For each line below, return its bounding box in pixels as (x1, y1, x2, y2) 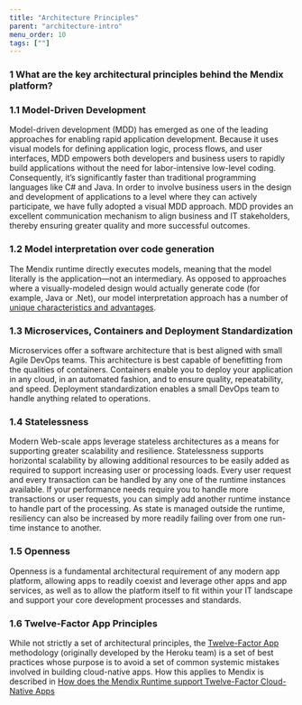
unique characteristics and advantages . (9, 302, 157, 313)
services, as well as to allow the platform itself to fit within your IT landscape (9, 585, 293, 596)
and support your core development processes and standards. (9, 594, 242, 606)
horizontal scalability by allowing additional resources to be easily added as (9, 456, 290, 466)
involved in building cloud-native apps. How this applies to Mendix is (9, 666, 264, 677)
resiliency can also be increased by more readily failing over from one (9, 512, 269, 524)
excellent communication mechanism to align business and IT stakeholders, (9, 211, 290, 221)
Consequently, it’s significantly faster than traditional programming (9, 173, 257, 183)
